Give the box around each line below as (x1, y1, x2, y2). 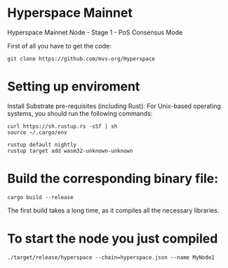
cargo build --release (7, 194, 74, 201)
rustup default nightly (7, 141, 77, 148)
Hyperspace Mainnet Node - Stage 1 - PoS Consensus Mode (7, 28, 183, 36)
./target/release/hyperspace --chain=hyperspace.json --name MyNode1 (7, 254, 215, 261)
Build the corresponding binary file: (7, 170, 219, 187)
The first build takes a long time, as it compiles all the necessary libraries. (7, 206, 220, 215)
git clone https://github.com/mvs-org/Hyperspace (7, 55, 156, 62)
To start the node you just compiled (7, 231, 218, 246)
